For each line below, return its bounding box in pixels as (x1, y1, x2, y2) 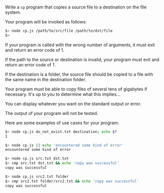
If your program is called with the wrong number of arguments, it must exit (5, 42, 155, 48)
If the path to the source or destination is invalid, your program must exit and (5, 56, 160, 62)
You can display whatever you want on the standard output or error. (5, 101, 141, 107)
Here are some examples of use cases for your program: (5, 120, 119, 126)
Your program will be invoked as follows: (5, 19, 87, 25)
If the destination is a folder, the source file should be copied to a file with (5, 71, 153, 77)
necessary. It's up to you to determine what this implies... (5, 91, 120, 97)
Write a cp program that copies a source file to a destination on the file (5, 4, 147, 10)
